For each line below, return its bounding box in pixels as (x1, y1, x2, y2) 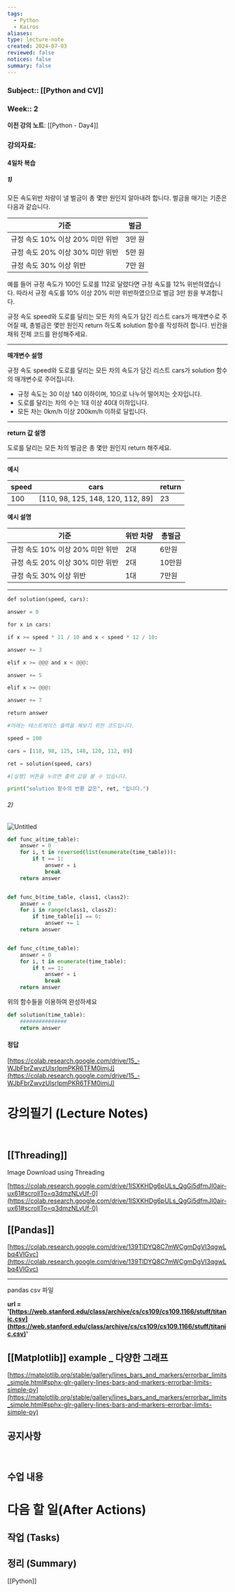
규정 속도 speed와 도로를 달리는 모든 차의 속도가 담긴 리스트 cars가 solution (7, 366, 215, 375)
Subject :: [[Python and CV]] (7, 85, 104, 95)
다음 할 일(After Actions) (7, 1502, 147, 1518)
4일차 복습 (7, 159, 36, 167)
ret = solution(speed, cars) (7, 760, 92, 767)
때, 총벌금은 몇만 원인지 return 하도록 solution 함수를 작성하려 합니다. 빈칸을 (20, 321, 228, 330)
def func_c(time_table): (7, 944, 80, 952)
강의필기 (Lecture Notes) (7, 1105, 149, 1122)
